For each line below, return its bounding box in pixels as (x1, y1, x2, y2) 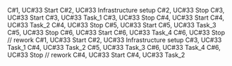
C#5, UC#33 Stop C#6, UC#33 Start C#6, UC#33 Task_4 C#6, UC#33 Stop (7, 28, 226, 37)
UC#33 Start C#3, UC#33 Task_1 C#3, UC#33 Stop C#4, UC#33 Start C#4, (7, 13, 224, 22)
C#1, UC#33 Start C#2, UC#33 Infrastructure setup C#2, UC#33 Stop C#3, (7, 6, 225, 14)
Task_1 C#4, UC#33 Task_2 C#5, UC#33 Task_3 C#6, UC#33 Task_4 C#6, (7, 44, 221, 51)
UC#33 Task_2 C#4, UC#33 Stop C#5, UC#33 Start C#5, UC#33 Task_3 (7, 21, 216, 29)
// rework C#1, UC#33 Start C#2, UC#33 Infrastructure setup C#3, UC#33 (7, 36, 222, 44)
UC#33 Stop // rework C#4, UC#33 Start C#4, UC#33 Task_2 (7, 51, 185, 59)
